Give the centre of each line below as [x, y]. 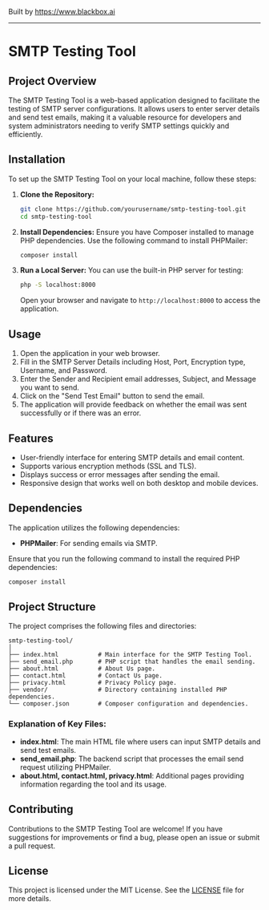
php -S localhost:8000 [58, 285]
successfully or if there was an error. [80, 413]
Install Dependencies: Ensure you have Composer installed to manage [137, 232]
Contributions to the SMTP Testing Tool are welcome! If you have [115, 828]
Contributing [41, 809]
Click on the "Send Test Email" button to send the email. [112, 396]
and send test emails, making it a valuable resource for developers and [125, 117]
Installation [37, 160]
